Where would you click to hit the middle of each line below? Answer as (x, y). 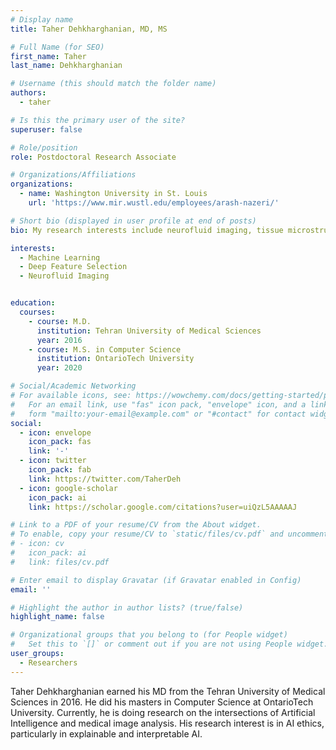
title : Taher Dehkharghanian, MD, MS (89, 29)
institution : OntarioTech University (115, 359)
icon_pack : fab (60, 470)
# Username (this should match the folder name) (113, 84)
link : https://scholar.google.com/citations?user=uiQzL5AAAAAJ (163, 507)
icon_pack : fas (60, 442)
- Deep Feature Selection (73, 267)
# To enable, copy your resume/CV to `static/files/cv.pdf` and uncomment (169, 534)
